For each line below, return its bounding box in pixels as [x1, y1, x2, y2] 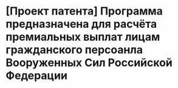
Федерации [5, 69, 68, 83]
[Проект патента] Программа [5, 4, 163, 18]
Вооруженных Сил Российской [5, 56, 173, 70]
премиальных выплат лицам [5, 30, 160, 44]
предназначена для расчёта [5, 17, 157, 31]
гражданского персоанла [5, 43, 143, 57]
